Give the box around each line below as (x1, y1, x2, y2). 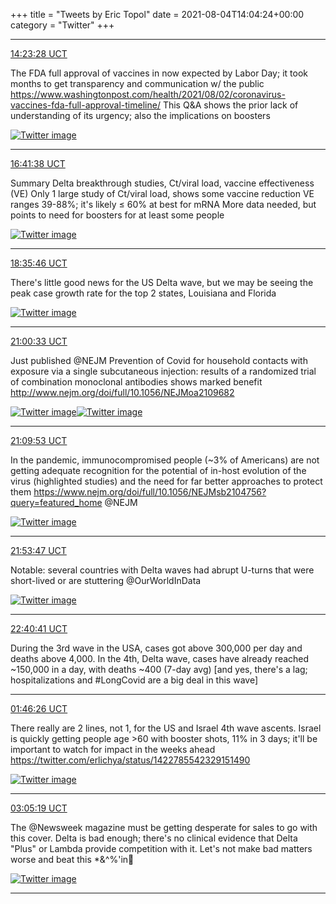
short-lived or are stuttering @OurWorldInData (10, 575, 202, 586)
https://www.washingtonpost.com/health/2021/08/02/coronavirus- (10, 89, 286, 100)
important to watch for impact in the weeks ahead (10, 744, 216, 755)
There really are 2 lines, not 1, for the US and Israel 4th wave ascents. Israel (10, 722, 322, 734)
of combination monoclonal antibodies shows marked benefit (10, 376, 263, 388)
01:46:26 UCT (10, 703, 68, 714)
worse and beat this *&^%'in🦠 (10, 854, 135, 865)
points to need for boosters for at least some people (10, 209, 225, 221)
